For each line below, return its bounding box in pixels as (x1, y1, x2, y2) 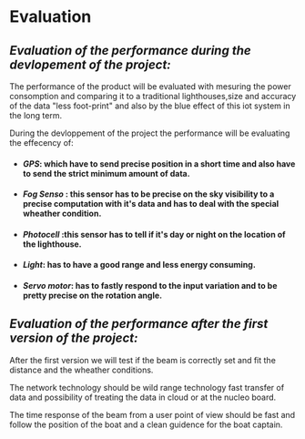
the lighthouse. (22, 239, 82, 250)
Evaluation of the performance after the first (9, 316, 269, 332)
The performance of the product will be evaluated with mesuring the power (9, 81, 291, 92)
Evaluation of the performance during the (9, 43, 252, 58)
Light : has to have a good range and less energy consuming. (22, 260, 257, 271)
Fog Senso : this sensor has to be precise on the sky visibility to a (22, 189, 275, 199)
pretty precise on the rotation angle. (22, 290, 162, 301)
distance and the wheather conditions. (9, 364, 154, 375)
